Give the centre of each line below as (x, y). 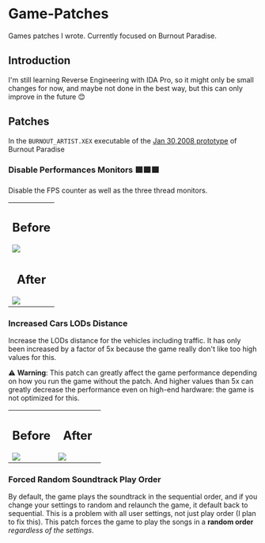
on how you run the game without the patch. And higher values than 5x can (131, 381)
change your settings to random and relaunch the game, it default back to (128, 505)
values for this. (32, 358)
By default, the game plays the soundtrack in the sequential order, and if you (133, 496)
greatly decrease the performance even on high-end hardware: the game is (131, 390)
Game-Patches (59, 14)
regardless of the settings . (51, 530)
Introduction (40, 61)
